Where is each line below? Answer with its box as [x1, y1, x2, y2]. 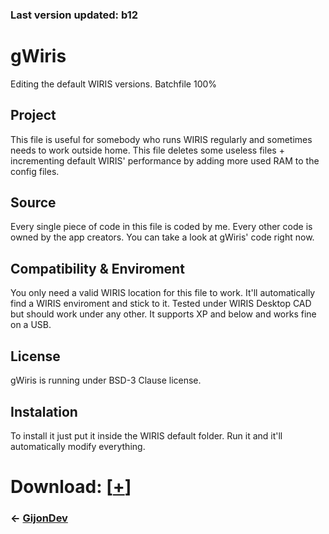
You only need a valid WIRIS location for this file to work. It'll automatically [10, 287, 316, 299]
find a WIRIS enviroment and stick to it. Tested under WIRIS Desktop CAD [10, 298, 312, 310]
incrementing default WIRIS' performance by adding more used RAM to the [10, 154, 320, 167]
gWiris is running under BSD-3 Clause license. [10, 374, 202, 387]
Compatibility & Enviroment [10, 260, 185, 277]
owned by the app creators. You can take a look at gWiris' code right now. [10, 231, 315, 243]
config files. [10, 165, 60, 177]
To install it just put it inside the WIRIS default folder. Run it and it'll [10, 429, 283, 442]
